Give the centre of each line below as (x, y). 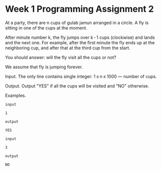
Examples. (16, 95)
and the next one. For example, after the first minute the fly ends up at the (80, 42)
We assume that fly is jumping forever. (44, 67)
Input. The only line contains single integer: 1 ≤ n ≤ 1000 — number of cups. (81, 76)
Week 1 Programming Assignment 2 (80, 9)
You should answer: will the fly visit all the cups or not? (61, 57)
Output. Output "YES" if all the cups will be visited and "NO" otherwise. (77, 86)
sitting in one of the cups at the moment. (46, 28)
